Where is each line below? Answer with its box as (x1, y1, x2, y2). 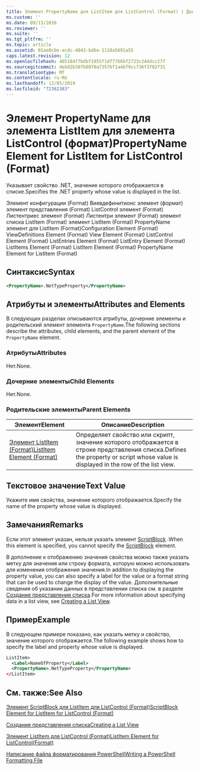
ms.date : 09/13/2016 (6, 20, 57, 26)
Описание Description (101, 421, 165, 429)
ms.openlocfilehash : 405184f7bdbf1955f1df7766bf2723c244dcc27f (6, 58, 166, 64)
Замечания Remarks (6, 520, 84, 530)
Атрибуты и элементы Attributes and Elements (6, 299, 185, 309)
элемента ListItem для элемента (6, 124, 175, 138)
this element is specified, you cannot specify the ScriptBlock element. (6, 541, 176, 549)
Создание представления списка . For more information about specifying (6, 591, 185, 598)
